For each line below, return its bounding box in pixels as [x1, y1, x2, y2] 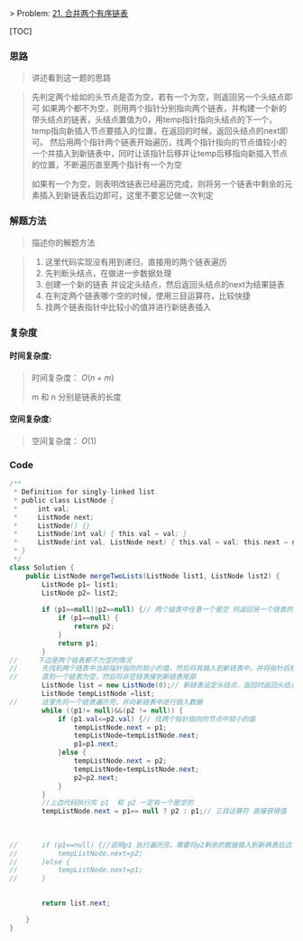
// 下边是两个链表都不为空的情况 [9, 655, 133, 664]
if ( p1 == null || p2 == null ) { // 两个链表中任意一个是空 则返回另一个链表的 [41, 605, 293, 615]
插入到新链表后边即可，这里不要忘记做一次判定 [39, 190, 214, 201]
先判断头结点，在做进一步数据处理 [44, 268, 172, 278]
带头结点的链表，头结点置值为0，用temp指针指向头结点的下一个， [31, 114, 278, 125]
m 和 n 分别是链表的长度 [31, 391, 122, 402]
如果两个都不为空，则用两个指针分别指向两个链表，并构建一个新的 [41, 103, 287, 114]
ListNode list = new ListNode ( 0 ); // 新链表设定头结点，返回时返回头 [41, 681, 284, 690]
